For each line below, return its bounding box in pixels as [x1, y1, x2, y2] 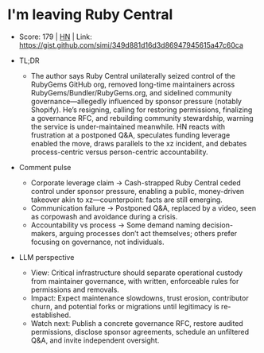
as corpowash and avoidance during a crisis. [30, 211, 178, 221]
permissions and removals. [30, 285, 120, 294]
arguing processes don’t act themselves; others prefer [58, 228, 238, 238]
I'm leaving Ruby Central [7, 6, 173, 24]
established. [30, 310, 72, 320]
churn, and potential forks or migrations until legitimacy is [30, 301, 219, 311]
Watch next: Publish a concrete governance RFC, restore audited [30, 318, 243, 328]
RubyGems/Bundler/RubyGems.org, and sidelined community [30, 87, 232, 97]
